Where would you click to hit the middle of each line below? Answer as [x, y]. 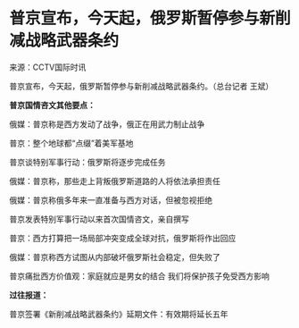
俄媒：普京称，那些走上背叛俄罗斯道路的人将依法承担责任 [115, 181]
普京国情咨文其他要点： [52, 105]
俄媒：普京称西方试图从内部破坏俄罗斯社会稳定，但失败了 [115, 257]
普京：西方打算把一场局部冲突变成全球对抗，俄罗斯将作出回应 [123, 238]
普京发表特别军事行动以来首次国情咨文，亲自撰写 [99, 219]
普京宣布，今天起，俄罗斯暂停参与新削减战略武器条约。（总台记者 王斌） [141, 86]
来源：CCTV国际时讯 [48, 67]
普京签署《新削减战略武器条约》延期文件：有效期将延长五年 [119, 314]
